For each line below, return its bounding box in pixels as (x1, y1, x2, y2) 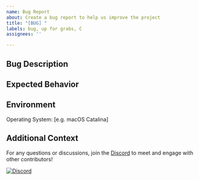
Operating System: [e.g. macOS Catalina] (6, 116, 109, 123)
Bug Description (6, 58, 68, 69)
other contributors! (6, 155, 53, 163)
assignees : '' (6, 31, 42, 37)
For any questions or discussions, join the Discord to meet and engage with (6, 149, 194, 157)
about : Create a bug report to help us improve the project (6, 14, 161, 20)
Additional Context (6, 133, 78, 143)
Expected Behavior (6, 79, 80, 89)
